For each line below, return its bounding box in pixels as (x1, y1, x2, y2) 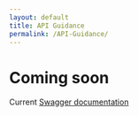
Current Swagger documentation (9, 97, 129, 107)
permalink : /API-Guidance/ (9, 29, 109, 38)
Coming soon (9, 67, 110, 88)
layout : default (9, 12, 69, 22)
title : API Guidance (9, 21, 86, 30)
